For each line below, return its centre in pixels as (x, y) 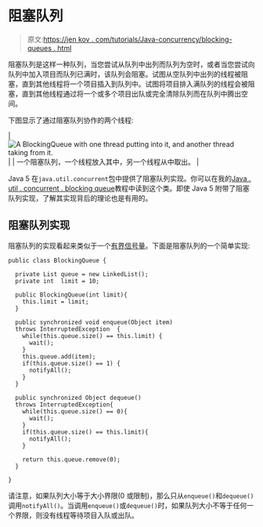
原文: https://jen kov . (60, 39)
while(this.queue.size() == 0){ (75, 411)
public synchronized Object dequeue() (79, 398)
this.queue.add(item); (59, 356)
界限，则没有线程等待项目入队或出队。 (76, 515)
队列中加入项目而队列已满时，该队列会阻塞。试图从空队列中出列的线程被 (124, 74)
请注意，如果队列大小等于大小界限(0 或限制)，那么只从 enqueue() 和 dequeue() (131, 496)
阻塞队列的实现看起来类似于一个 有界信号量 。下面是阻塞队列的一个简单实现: (129, 245)
